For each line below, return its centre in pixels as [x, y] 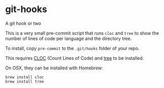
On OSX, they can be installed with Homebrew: [54, 68]
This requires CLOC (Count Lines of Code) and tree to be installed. [75, 58]
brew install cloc [25, 77]
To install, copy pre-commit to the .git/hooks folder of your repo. [72, 48]
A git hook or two [23, 23]
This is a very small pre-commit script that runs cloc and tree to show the [82, 33]
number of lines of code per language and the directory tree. [69, 38]
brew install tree [25, 81]
